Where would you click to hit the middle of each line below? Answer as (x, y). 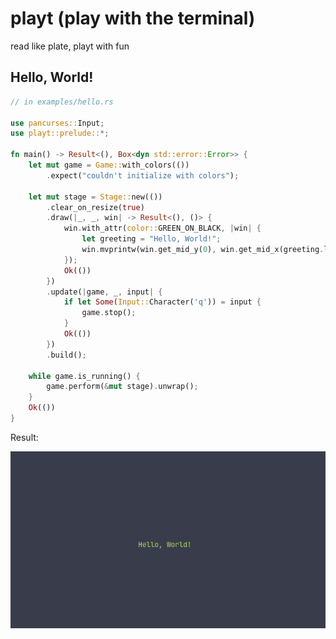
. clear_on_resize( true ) (95, 207)
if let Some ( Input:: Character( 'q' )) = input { (162, 302)
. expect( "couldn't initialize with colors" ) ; (143, 175)
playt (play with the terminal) (133, 18)
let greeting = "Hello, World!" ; (151, 239)
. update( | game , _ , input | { (104, 292)
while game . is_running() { (84, 376)
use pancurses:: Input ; (57, 123)
